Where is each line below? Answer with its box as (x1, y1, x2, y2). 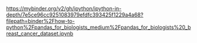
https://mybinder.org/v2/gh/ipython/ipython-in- (6, 5, 122, 12)
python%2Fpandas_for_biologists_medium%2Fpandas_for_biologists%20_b (6, 24, 191, 31)
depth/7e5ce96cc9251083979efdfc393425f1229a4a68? (6, 11, 144, 18)
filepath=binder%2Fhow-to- (6, 18, 75, 24)
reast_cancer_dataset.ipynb (6, 30, 74, 37)
